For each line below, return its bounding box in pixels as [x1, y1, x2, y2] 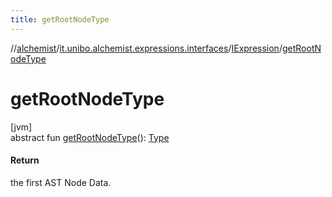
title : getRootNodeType [10, 14, 110, 25]
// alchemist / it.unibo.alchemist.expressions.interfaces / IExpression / [10, 42, 283, 54]
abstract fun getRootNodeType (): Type [10, 131, 170, 143]
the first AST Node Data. [10, 176, 112, 188]
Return [10, 154, 40, 166]
